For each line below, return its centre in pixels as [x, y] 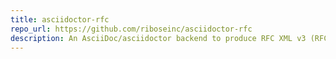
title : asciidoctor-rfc [60, 19]
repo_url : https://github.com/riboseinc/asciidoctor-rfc [131, 29]
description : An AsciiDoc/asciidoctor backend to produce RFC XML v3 [158, 38]
